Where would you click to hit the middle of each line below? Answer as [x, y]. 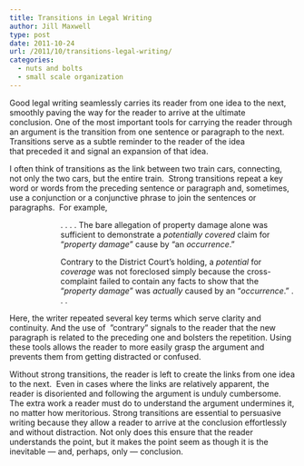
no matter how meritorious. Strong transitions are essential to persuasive [145, 412]
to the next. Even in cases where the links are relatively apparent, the [139, 383]
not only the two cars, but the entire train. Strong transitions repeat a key [147, 178]
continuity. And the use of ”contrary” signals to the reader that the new [143, 327]
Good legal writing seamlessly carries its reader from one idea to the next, [148, 103]
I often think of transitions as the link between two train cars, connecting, [146, 168]
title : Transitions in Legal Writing [81, 18]
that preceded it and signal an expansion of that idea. [109, 151]
